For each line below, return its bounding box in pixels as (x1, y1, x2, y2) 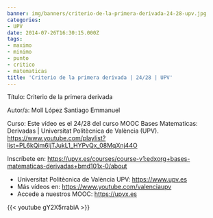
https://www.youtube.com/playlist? (7, 134, 106, 142)
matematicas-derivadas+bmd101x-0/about (7, 162, 127, 171)
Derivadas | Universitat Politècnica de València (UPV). (7, 127, 159, 135)
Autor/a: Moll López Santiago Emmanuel (7, 106, 121, 114)
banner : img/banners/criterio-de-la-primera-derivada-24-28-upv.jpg (7, 10, 207, 17)
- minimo (7, 49, 32, 56)
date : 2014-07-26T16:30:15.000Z (7, 29, 99, 36)
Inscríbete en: (7, 155, 46, 163)
